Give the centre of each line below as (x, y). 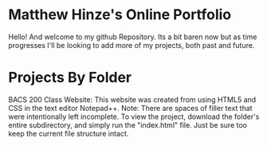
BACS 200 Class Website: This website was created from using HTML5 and (132, 99)
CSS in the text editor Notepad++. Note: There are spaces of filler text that (130, 108)
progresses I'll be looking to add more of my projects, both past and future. (132, 45)
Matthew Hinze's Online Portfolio (120, 15)
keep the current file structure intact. (69, 133)
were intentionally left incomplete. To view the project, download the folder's (134, 116)
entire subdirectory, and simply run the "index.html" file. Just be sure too (128, 124)
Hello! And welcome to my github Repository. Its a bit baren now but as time (133, 37)
